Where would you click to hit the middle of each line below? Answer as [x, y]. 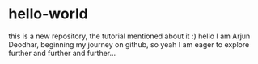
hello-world [49, 14]
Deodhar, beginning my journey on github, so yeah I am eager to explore [129, 44]
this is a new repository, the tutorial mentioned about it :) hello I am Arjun [129, 36]
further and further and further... [62, 53]
